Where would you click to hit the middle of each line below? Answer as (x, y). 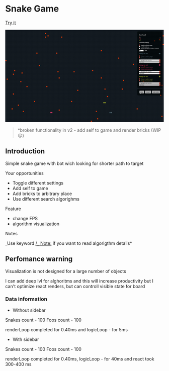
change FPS (25, 218)
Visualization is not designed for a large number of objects (66, 271)
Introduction (25, 151)
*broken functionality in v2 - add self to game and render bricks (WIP (89, 130)
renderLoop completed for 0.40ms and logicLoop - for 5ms (67, 329)
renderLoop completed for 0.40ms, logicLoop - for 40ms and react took (80, 359)
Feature (13, 209)
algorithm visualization (36, 224)
